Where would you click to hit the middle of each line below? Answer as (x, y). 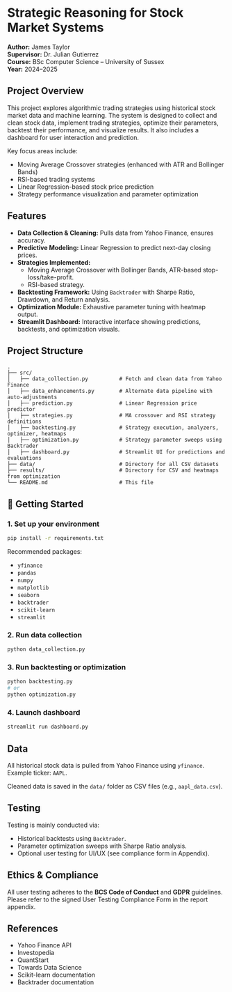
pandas (27, 573)
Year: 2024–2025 (32, 69)
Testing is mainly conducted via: (53, 825)
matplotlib (33, 588)
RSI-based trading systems (56, 179)
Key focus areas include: (42, 150)
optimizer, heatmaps (37, 434)
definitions (24, 422)
